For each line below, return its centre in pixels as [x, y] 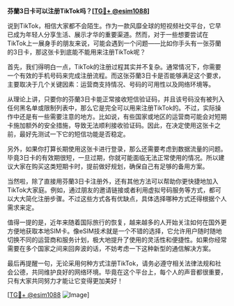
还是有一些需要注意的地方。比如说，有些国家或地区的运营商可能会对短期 [123, 117]
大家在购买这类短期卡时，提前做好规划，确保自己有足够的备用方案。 [111, 166]
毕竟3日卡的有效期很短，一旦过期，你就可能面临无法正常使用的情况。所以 [113, 158]
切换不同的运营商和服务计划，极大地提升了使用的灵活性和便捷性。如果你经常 [117, 240]
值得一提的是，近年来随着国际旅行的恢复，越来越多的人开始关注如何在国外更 [117, 222]
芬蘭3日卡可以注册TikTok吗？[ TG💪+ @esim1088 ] [78, 11]
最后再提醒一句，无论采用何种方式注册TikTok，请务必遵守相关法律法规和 [111, 263]
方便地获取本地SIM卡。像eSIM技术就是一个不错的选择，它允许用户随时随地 [115, 231]
